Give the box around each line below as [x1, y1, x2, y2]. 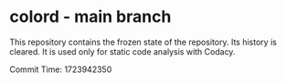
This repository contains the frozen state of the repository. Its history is [9, 36, 277, 47]
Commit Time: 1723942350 [9, 64, 112, 75]
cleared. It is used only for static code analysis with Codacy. [9, 46, 236, 56]
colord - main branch [9, 6, 172, 27]
